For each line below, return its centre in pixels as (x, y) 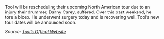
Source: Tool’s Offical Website (36, 32)
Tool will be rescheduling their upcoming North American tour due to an (78, 7)
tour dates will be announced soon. (41, 22)
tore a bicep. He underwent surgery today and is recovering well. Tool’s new (82, 17)
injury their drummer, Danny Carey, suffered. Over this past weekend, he (78, 12)
